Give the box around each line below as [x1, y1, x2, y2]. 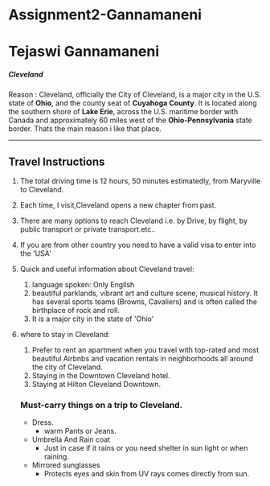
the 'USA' [19, 249, 52, 258]
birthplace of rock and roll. [31, 306, 121, 315]
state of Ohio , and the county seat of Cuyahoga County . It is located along [8, 98, 257, 108]
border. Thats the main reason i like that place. [8, 124, 162, 134]
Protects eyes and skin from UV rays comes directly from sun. [43, 469, 250, 479]
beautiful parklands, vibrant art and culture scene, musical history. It [31, 288, 259, 299]
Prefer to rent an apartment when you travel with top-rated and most [31, 345, 260, 355]
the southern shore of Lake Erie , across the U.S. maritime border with [8, 107, 239, 117]
